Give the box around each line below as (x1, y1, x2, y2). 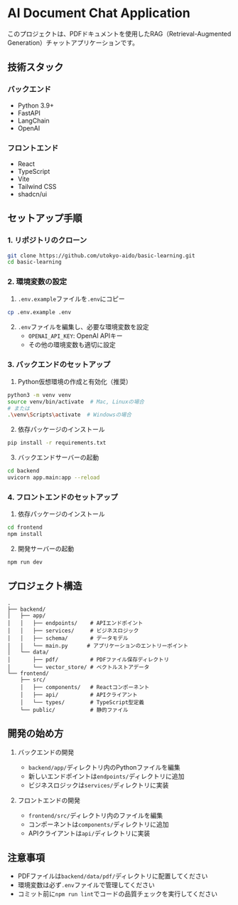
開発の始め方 (7, 728, 64, 740)
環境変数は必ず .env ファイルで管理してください (17, 881, 155, 889)
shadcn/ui (17, 190, 48, 198)
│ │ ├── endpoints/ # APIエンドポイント (7, 619, 144, 626)
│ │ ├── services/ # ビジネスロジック (7, 627, 139, 634)
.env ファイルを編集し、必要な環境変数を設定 (17, 322, 149, 331)
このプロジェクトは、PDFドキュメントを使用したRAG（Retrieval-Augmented (7, 29, 232, 38)
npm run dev (7, 559, 43, 566)
